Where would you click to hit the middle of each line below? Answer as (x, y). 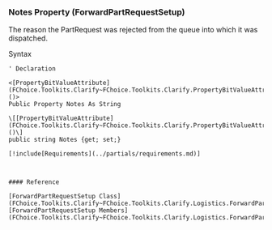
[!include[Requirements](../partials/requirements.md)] (104, 154)
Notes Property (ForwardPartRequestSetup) (97, 12)
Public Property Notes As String (65, 104)
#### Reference (34, 182)
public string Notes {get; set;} (65, 140)
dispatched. (28, 38)
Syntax (20, 54)
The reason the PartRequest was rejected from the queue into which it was (133, 30)
